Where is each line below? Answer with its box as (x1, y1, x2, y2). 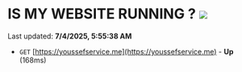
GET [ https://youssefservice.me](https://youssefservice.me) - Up (19, 46, 234, 56)
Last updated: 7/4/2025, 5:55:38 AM (7, 31, 132, 41)
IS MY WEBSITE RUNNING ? (7, 5, 197, 23)
